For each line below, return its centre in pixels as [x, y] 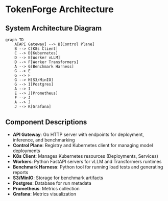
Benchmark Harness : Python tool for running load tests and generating [88, 167]
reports [20, 172]
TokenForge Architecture [59, 9]
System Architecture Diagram [54, 28]
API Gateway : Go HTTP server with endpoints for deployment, [78, 134]
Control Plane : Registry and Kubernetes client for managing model [83, 145]
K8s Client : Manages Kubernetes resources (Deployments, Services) [85, 156]
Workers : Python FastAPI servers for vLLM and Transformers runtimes [87, 161]
